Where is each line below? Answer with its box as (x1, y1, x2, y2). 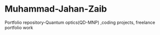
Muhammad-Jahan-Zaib (4, 3, 107, 15)
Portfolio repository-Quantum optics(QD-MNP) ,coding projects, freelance (4, 19, 156, 25)
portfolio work (4, 24, 33, 30)
